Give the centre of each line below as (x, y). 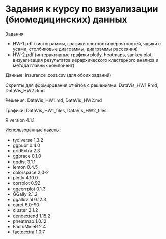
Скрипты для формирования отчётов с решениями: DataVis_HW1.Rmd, (82, 85)
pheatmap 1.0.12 (30, 221)
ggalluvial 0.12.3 (30, 199)
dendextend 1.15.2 (32, 216)
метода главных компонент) (44, 65)
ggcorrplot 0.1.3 (29, 189)
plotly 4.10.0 (25, 178)
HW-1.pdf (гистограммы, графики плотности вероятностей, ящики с (87, 43)
